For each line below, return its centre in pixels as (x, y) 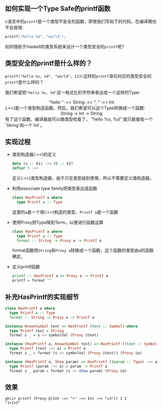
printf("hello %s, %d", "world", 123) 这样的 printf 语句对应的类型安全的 (78, 76)
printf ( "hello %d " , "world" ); (36, 36)
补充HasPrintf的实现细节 (42, 297)
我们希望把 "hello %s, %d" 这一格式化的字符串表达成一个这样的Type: (73, 92)
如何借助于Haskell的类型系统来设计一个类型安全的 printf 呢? (65, 46)
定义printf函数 (26, 267)
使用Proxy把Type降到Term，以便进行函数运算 (57, 222)
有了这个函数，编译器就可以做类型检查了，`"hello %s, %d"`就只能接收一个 (79, 119)
